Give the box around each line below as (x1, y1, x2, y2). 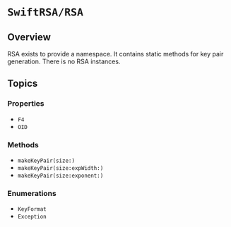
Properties (7, 99, 45, 109)
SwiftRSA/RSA (7, 6, 83, 19)
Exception (17, 214, 47, 221)
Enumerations (7, 188, 57, 198)
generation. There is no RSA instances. (7, 57, 121, 66)
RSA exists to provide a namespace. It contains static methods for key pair (7, 50, 224, 58)
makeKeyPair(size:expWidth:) (17, 164, 104, 171)
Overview (7, 31, 52, 43)
